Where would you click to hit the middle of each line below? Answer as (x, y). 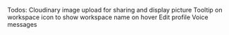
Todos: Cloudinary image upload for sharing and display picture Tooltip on (115, 10)
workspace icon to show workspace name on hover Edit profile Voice (108, 17)
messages (22, 24)
